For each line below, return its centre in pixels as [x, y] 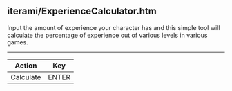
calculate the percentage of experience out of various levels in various [107, 35]
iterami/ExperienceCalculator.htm [82, 11]
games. [18, 42]
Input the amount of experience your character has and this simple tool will [114, 27]
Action [26, 66]
